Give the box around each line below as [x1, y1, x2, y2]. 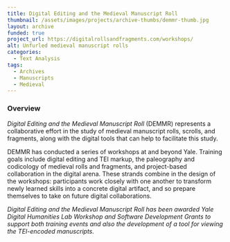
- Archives [13, 68, 45, 75]
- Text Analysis [13, 55, 60, 62]
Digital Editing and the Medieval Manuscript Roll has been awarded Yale [7, 205, 214, 213]
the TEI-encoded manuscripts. [7, 227, 95, 235]
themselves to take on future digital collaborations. [7, 192, 152, 200]
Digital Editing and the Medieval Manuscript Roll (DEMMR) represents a [7, 119, 211, 128]
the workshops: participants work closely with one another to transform [7, 177, 212, 185]
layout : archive [7, 23, 54, 30]
